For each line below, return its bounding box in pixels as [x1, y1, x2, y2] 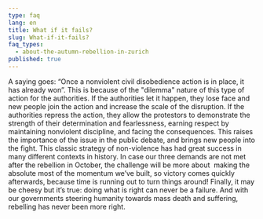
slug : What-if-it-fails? [8, 33, 89, 42]
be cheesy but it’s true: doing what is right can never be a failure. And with [8, 185, 249, 195]
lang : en [8, 19, 37, 27]
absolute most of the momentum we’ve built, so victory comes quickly [8, 168, 236, 177]
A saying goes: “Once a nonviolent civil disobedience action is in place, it [8, 76, 245, 86]
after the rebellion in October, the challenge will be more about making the [8, 160, 250, 170]
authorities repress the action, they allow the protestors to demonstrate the [8, 110, 250, 119]
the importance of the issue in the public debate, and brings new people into [8, 135, 256, 144]
